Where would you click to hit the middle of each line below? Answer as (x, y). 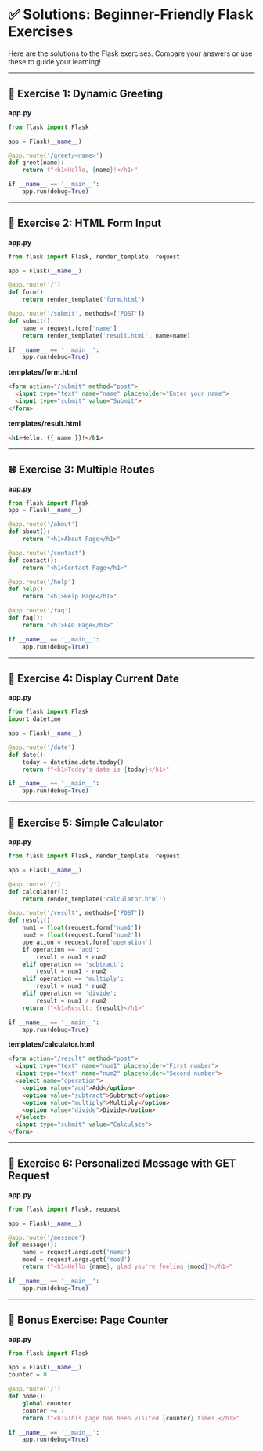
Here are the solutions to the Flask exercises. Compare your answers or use (130, 53)
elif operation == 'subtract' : (73, 964)
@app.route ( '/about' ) (43, 524)
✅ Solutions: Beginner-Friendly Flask (131, 15)
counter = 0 (27, 1375)
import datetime (34, 719)
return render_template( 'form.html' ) (84, 300)
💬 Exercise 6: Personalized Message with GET (122, 1164)
